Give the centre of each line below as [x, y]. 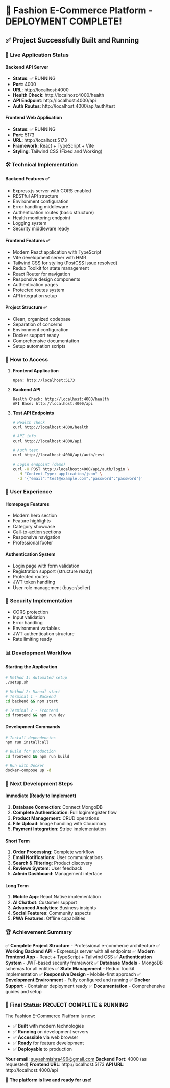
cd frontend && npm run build [38, 757]
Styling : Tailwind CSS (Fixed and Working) [57, 151]
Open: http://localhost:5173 [44, 380]
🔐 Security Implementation [39, 600]
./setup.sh [17, 683]
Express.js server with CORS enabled [52, 191]
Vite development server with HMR [49, 258]
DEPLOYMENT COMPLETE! [64, 21]
